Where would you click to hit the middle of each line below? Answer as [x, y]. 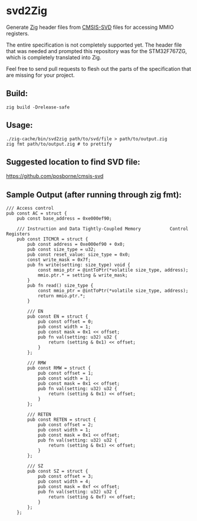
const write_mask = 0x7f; [59, 260]
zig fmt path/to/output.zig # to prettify [59, 144]
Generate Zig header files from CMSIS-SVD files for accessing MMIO [90, 27]
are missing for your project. [40, 75]
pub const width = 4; [64, 482]
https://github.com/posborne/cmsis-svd [55, 176]
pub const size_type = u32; [62, 250]
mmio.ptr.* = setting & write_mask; [83, 275]
